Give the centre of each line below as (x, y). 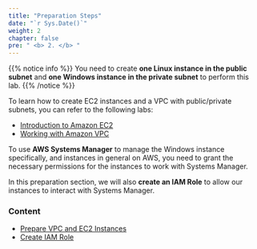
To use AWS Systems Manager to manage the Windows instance (116, 149)
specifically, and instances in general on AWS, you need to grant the (121, 158)
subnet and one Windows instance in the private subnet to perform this (129, 77)
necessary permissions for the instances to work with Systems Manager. (128, 166)
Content (25, 211)
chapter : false (34, 38)
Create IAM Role (47, 237)
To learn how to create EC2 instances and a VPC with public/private (120, 101)
